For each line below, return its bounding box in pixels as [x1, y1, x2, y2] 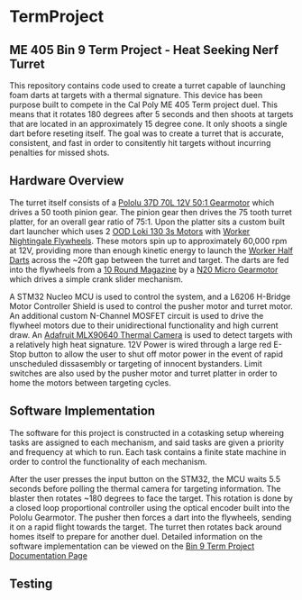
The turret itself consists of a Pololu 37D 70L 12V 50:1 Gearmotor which [9, 196, 275, 208]
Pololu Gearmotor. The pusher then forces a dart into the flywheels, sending [9, 512, 292, 523]
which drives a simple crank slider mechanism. [9, 273, 183, 285]
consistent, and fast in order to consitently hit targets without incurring [9, 138, 271, 148]
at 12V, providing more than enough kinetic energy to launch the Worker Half [9, 245, 294, 256]
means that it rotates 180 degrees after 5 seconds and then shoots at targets [9, 109, 294, 119]
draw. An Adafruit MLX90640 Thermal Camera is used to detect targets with [9, 329, 293, 340]
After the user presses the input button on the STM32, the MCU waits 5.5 [9, 473, 281, 484]
